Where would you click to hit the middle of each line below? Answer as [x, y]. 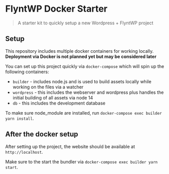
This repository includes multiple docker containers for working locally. [79, 51]
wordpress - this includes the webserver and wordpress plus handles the [88, 92]
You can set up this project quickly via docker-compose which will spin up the [85, 66]
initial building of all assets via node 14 [53, 97]
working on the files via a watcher [48, 87]
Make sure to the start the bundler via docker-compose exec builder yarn [81, 162]
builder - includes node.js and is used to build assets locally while [82, 81]
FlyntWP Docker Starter [56, 9]
